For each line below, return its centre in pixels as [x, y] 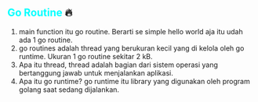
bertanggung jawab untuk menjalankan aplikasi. [96, 72]
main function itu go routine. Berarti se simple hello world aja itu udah [131, 31]
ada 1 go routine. [45, 40]
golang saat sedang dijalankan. [69, 90]
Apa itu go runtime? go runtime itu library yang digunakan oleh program [134, 81]
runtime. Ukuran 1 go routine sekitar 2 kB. [86, 56]
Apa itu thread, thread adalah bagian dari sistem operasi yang [118, 65]
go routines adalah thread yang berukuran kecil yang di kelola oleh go [131, 48]
